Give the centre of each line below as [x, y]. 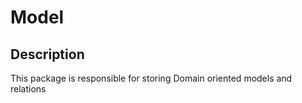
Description [47, 54]
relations [28, 89]
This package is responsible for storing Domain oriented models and [151, 78]
